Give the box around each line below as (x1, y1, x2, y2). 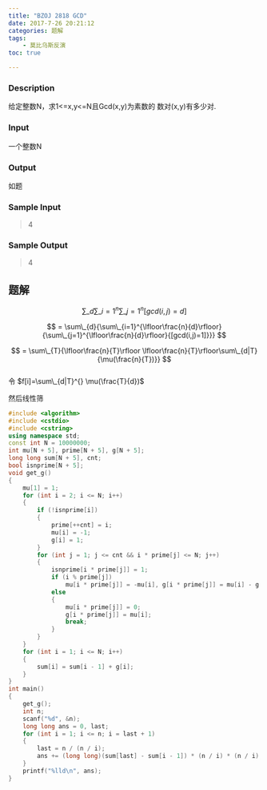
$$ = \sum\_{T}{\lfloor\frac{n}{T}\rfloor (10, 345, 141, 355)
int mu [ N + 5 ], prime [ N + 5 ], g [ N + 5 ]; (8, 446, 145, 455)
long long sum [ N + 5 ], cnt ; (8, 454, 102, 462)
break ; (65, 618, 88, 626)
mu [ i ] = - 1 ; (50, 528, 91, 537)
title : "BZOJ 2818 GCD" (8, 11, 88, 20)
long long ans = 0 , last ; (22, 722, 110, 730)
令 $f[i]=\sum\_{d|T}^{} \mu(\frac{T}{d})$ (8, 376, 145, 385)
